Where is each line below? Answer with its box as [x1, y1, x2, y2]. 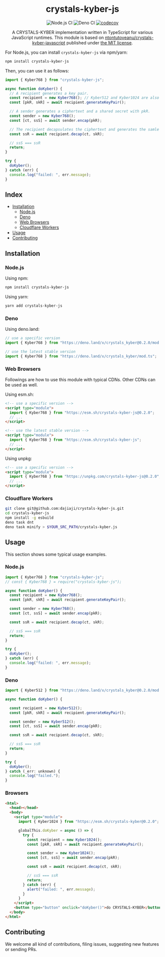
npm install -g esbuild [5, 515, 54, 521]
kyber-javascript [32, 39, 65, 45]
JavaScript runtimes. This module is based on [11, 35, 104, 40]
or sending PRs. [5, 946, 37, 952]
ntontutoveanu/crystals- [105, 35, 154, 40]
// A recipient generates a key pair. [9, 91, 89, 96]
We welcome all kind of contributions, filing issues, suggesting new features [5, 941, 159, 947]
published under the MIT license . [66, 39, 133, 45]
